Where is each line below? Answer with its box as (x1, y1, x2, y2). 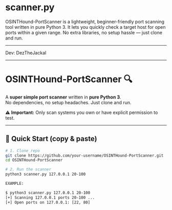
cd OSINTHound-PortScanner (5, 158, 63, 163)
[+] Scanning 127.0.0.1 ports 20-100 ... (5, 195, 95, 200)
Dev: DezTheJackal (5, 49, 47, 55)
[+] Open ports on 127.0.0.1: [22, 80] (5, 200, 91, 205)
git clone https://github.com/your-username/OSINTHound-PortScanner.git (5, 153, 164, 158)
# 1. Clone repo (5, 148, 40, 153)
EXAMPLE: (5, 181, 24, 186)
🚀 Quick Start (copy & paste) (5, 135, 97, 143)
